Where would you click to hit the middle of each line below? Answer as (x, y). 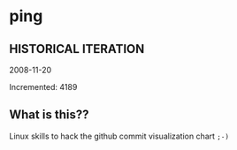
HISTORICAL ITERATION (77, 49)
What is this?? (49, 115)
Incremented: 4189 (43, 87)
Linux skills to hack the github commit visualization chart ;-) (119, 136)
